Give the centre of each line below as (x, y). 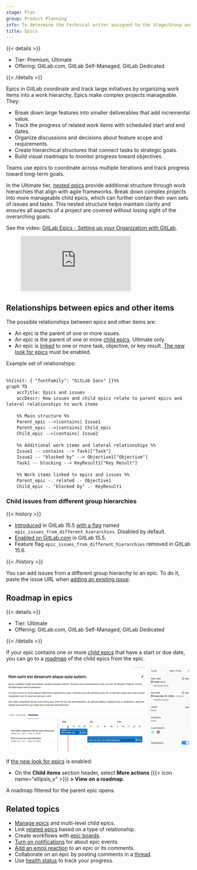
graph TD (17, 387)
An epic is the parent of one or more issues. (67, 333)
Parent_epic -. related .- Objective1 (64, 481)
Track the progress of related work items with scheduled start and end (100, 125)
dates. (22, 132)
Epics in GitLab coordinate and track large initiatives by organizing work (93, 89)
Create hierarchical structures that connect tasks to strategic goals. (96, 150)
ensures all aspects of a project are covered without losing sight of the (91, 210)
